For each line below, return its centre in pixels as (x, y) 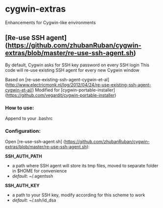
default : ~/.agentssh (33, 176)
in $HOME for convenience (39, 171)
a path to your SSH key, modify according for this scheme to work (79, 195)
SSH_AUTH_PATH (24, 156)
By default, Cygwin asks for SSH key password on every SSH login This (77, 65)
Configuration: (23, 131)
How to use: (20, 107)
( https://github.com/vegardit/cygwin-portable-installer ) (61, 95)
